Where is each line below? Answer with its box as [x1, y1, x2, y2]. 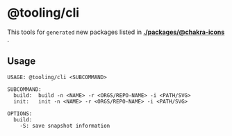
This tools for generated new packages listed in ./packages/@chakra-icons [7, 28, 225, 36]
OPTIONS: [7, 110, 33, 117]
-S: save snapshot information [19, 122, 110, 129]
